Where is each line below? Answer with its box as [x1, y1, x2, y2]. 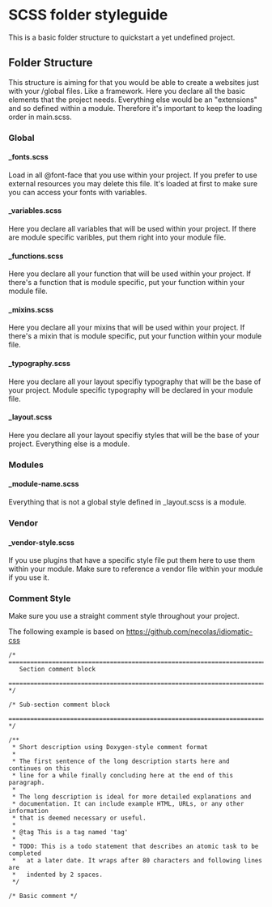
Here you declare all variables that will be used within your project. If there [8, 224, 257, 234]
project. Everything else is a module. [8, 439, 130, 449]
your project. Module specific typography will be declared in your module [8, 385, 253, 394]
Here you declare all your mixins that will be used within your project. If [8, 322, 245, 333]
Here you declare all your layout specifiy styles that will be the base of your [8, 430, 260, 440]
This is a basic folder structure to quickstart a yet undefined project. [8, 32, 236, 42]
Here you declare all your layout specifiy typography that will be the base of [8, 377, 261, 386]
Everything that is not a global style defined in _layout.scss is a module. [8, 497, 247, 507]
